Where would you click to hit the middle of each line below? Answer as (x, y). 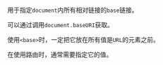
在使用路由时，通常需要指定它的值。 (60, 55)
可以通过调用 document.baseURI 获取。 (61, 25)
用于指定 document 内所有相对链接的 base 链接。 (73, 10)
